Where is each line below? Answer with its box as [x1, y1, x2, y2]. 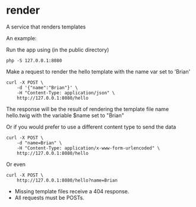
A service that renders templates [6, 23, 86, 30]
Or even [6, 161, 25, 168]
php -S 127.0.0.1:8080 [6, 58, 62, 63]
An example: [6, 34, 37, 42]
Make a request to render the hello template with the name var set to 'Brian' [6, 68, 191, 75]
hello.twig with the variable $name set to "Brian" [6, 112, 124, 119]
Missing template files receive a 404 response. [14, 187, 130, 195]
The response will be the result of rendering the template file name [6, 105, 169, 113]
